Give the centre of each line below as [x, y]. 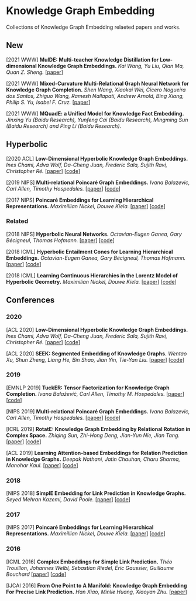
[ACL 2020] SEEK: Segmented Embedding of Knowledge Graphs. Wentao [97, 354]
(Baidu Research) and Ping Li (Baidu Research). [64, 126]
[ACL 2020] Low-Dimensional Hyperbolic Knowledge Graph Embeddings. [97, 330]
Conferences [30, 300]
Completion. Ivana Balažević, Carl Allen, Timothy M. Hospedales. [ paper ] [95, 393]
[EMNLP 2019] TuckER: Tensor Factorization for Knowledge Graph [88, 388]
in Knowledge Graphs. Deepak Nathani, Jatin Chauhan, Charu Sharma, [93, 459]
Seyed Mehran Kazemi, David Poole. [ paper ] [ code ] [68, 500]
